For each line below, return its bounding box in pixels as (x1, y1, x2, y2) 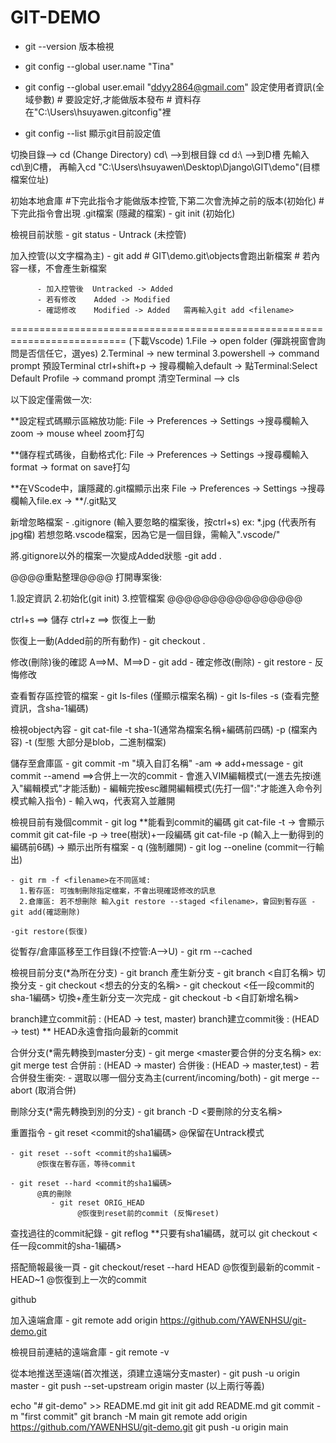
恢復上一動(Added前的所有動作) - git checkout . (10, 634, 206, 646)
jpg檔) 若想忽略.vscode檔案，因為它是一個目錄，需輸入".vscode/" (10, 528, 281, 540)
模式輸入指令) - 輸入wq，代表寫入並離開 (10, 794, 176, 806)
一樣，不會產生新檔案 (18, 262, 107, 274)
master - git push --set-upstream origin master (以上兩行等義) (10, 1379, 265, 1391)
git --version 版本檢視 (24, 40, 115, 52)
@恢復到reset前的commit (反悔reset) (77, 1208, 220, 1218)
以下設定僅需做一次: (10, 393, 93, 405)
